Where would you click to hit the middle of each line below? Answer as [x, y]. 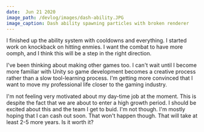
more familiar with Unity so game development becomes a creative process [101, 72]
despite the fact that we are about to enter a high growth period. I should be [101, 103]
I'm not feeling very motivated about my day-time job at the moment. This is [101, 96]
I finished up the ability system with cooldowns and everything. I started [97, 41]
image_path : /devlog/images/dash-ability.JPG [65, 18]
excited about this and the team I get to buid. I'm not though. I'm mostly [96, 109]
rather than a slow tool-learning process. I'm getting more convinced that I [100, 78]
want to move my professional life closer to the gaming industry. [87, 85]
